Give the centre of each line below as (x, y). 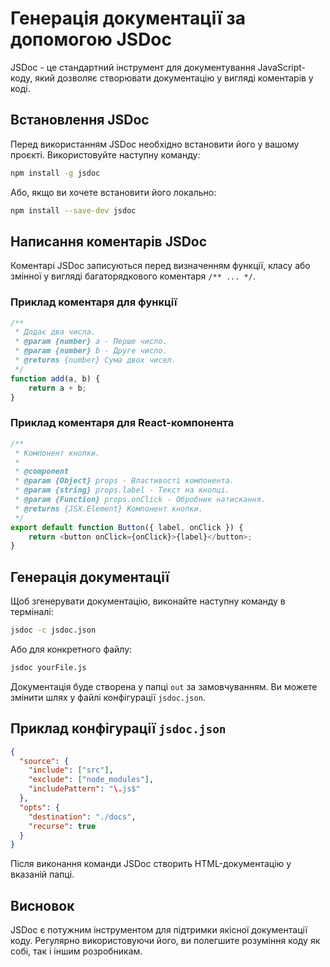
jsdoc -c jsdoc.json (53, 630)
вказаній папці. (42, 874)
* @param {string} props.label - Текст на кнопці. (122, 490)
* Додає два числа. (55, 332)
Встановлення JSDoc (80, 120)
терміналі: (32, 612)
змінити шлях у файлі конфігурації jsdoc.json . (108, 697)
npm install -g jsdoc (55, 173)
